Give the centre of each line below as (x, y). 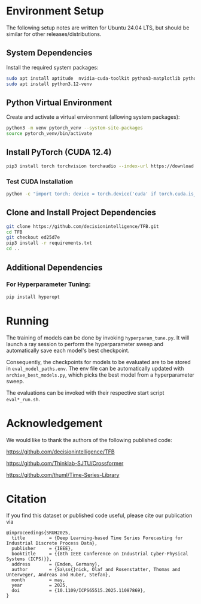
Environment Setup (55, 11)
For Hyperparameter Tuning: (48, 284)
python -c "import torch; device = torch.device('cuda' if (81, 194)
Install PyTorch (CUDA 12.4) (59, 152)
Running (28, 321)
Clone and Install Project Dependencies (81, 213)
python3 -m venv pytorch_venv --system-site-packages (75, 128)
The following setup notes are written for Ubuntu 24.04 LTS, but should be (98, 28)
